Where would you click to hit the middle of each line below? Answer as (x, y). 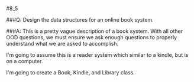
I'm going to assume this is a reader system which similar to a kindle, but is (97, 55)
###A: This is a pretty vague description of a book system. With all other (95, 31)
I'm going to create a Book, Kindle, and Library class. (70, 72)
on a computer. (25, 61)
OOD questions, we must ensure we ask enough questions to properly (92, 37)
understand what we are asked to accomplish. (62, 44)
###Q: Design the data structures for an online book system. (80, 20)
